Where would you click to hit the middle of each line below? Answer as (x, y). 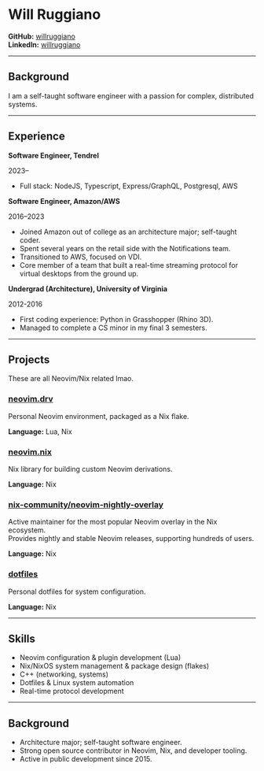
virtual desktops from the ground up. (79, 273)
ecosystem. (27, 530)
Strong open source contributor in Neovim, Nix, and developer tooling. (133, 751)
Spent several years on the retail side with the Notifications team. (125, 248)
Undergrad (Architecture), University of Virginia (88, 288)
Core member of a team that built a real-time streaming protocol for (128, 265)
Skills (22, 638)
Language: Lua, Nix (40, 432)
